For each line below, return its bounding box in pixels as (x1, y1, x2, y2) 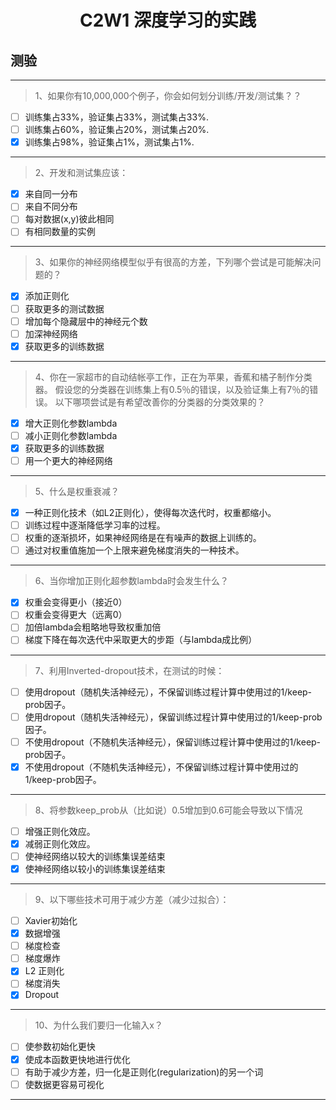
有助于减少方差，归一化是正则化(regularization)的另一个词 (24, 1066, 264, 1078)
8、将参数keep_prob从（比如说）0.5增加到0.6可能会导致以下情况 (34, 804, 303, 816)
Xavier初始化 (24, 915, 78, 926)
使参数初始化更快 (24, 1041, 96, 1053)
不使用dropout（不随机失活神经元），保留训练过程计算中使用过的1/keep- (24, 736, 322, 748)
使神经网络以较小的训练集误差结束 (24, 862, 166, 875)
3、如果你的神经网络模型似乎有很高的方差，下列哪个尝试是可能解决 (34, 256, 313, 268)
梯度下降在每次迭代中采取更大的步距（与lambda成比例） (24, 634, 258, 646)
